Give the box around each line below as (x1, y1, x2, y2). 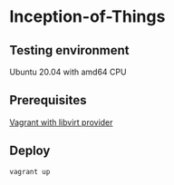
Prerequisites (9, 92, 87, 108)
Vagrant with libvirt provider (9, 116, 113, 128)
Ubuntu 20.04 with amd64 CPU (9, 66, 127, 77)
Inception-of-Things (9, 6, 166, 27)
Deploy (9, 143, 51, 159)
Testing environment (9, 43, 130, 58)
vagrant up (9, 167, 51, 176)
